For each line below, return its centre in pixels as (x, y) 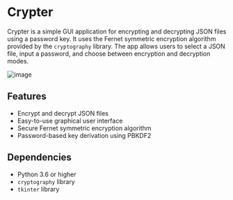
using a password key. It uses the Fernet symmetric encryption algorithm (112, 38)
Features (27, 97)
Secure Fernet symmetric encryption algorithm (84, 128)
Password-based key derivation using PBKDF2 (84, 135)
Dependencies (39, 157)
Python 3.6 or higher (47, 174)
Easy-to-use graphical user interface (70, 121)
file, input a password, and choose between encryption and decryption (109, 54)
